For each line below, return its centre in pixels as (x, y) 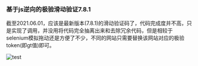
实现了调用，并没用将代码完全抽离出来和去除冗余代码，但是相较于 (92, 31)
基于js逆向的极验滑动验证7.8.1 (48, 9)
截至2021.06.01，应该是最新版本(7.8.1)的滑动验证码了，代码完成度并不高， (97, 23)
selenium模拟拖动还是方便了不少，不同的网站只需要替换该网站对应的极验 (95, 38)
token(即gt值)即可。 (31, 45)
